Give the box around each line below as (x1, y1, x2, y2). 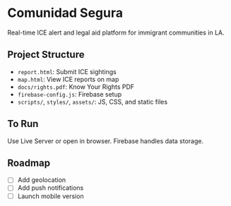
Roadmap (7, 157, 51, 169)
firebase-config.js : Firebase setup (17, 90, 122, 98)
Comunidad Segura (7, 5, 124, 21)
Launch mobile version (17, 192, 84, 200)
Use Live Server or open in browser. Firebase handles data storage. (7, 136, 203, 145)
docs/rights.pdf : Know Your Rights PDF (17, 83, 135, 91)
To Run (7, 118, 39, 130)
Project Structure (7, 49, 85, 61)
